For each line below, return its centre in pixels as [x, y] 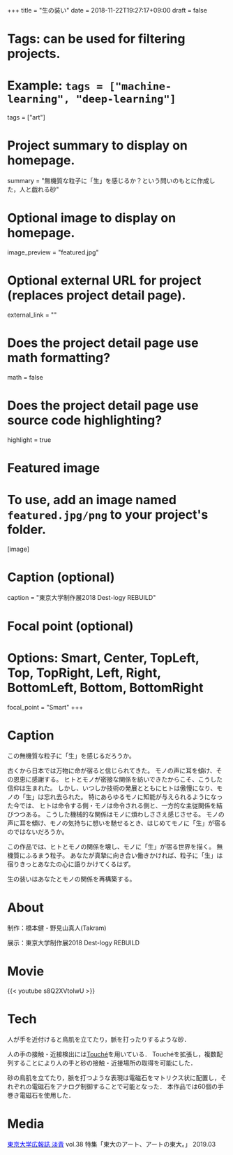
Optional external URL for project [104, 281]
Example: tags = [55, 86]
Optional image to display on [92, 218]
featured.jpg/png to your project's [108, 515]
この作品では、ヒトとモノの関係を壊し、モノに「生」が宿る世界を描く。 [111, 846]
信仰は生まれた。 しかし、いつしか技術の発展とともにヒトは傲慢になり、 [112, 788]
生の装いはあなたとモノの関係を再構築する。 [72, 879]
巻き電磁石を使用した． [41, 1095]
